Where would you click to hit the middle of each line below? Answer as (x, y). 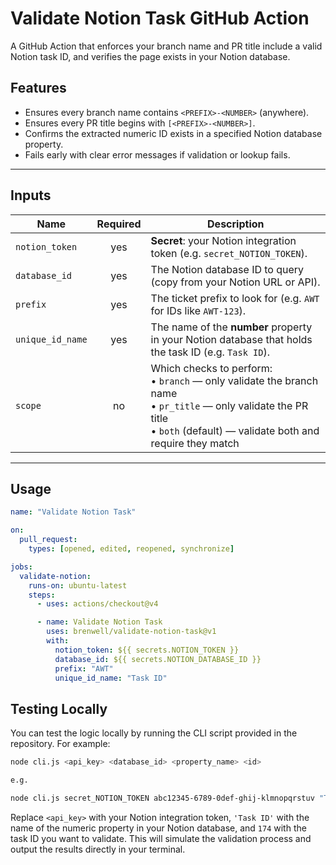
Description (236, 224)
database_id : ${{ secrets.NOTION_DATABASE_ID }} (158, 659)
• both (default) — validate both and (235, 430)
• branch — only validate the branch (234, 380)
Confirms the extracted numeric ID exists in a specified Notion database (173, 133)
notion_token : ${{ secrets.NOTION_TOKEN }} (147, 650)
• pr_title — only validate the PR (229, 405)
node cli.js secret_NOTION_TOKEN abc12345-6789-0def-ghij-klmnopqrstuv (162, 798)
